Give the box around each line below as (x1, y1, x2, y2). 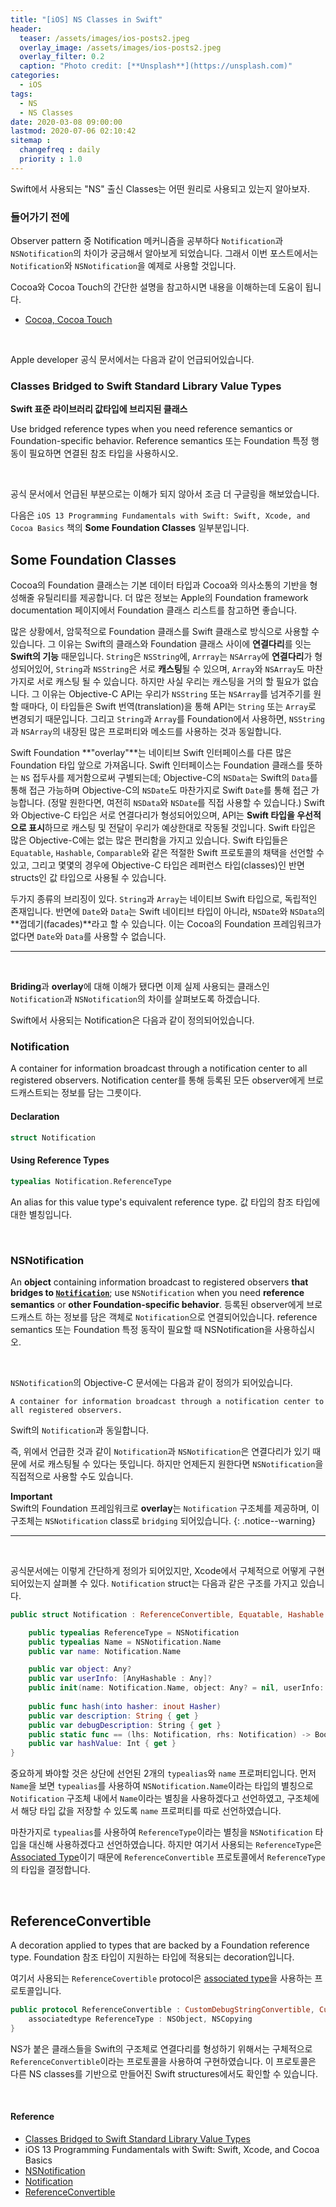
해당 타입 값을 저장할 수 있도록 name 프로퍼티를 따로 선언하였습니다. (20, 1805, 282, 1817)
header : (10, 24, 43, 34)
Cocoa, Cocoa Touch (24, 314, 113, 326)
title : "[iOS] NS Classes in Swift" (10, 14, 163, 25)
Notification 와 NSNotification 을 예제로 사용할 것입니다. (10, 260, 237, 272)
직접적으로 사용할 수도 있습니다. (10, 1470, 134, 1482)
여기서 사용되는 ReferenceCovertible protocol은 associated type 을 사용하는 (10, 1972, 313, 1984)
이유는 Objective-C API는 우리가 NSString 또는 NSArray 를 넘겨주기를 (41, 688, 312, 700)
